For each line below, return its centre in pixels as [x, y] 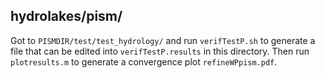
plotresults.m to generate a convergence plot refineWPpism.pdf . [144, 61]
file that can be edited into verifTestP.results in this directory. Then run [160, 51]
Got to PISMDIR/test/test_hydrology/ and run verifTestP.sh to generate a [163, 40]
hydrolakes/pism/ [66, 16]
